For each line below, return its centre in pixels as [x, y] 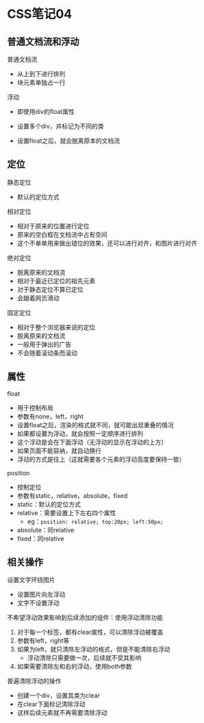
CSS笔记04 [40, 14]
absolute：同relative [46, 530]
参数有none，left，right [50, 416]
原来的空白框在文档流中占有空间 [62, 235]
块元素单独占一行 [41, 82]
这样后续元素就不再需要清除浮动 [62, 713]
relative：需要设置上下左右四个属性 [66, 512]
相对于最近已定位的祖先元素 [56, 281]
